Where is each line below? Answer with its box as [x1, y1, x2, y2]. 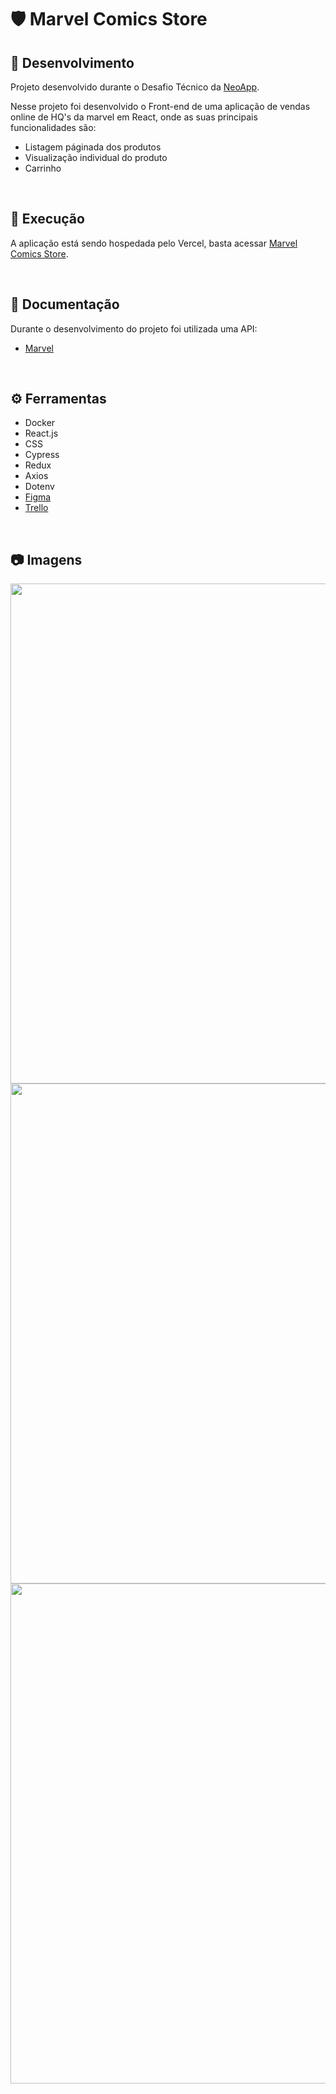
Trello [24, 502, 49, 514]
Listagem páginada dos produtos [24, 141, 162, 153]
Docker [24, 417, 56, 429]
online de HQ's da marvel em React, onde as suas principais [10, 111, 258, 123]
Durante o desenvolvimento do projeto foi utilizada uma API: [10, 322, 258, 335]
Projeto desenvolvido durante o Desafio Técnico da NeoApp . [10, 81, 260, 93]
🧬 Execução [10, 211, 85, 228]
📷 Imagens [10, 551, 83, 568]
